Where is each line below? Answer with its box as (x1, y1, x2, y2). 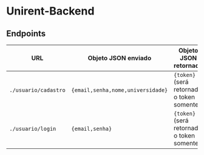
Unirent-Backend (6, 4, 95, 18)
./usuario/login (9, 125, 56, 132)
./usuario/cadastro (9, 87, 66, 93)
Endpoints (6, 28, 46, 39)
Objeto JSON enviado (87, 54, 152, 62)
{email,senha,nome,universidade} (71, 87, 168, 93)
